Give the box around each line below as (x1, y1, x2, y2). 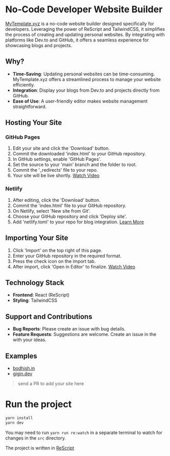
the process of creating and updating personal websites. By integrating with (5, 31, 165, 37)
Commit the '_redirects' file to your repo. (12, 167, 98, 173)
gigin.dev (12, 370, 33, 377)
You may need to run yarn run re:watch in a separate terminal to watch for (5, 429, 162, 436)
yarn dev (5, 420, 24, 425)
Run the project (5, 399, 72, 410)
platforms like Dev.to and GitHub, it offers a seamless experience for (5, 37, 149, 43)
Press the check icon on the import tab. (12, 258, 96, 264)
